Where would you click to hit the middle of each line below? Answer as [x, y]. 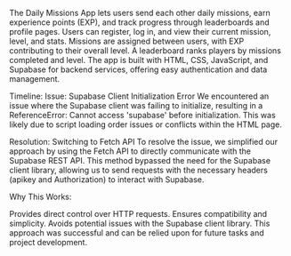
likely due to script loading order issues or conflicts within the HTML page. [145, 124]
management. [35, 79]
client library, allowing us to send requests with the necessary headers [139, 170]
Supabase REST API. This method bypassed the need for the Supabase [140, 160]
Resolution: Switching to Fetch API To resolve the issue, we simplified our [144, 142]
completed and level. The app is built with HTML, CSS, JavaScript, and [139, 60]
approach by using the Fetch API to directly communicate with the [130, 151]
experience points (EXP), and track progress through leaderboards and [139, 22]
